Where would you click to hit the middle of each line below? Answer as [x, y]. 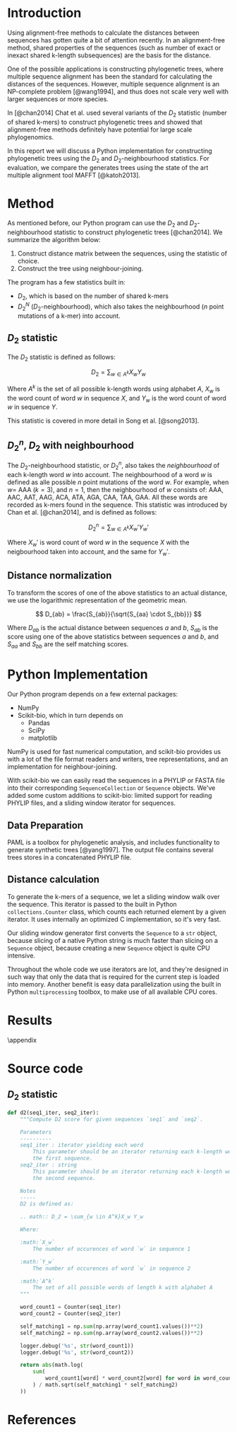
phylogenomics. [31, 137]
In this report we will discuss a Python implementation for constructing [110, 151]
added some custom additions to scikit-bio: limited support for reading [110, 796]
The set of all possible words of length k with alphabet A [123, 1288]
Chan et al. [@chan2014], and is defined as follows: [82, 512]
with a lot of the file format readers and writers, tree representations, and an [118, 760]
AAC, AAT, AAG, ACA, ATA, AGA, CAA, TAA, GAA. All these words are [108, 497]
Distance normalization [60, 576]
